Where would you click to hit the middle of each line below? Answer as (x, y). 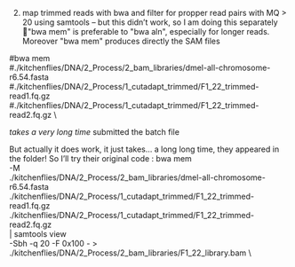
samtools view (40, 234)
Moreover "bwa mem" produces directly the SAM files (121, 41)
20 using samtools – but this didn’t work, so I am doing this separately (150, 22)
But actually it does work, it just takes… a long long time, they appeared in (144, 149)
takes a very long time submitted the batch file (95, 132)
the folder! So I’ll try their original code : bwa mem (101, 158)
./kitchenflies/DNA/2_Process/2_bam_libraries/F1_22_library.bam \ (130, 253)
